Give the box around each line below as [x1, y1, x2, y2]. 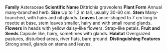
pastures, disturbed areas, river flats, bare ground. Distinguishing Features [5, 36, 161, 42]
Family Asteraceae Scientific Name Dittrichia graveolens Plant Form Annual [5, 4, 162, 10]
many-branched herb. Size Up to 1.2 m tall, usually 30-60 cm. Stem [5, 9, 145, 15]
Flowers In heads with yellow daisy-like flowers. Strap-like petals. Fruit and [5, 25, 161, 31]
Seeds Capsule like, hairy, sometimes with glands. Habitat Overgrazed [5, 31, 151, 36]
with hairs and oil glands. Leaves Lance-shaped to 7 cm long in [27, 15, 158, 20]
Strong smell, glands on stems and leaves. [5, 41, 92, 47]
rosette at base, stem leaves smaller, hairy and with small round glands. [5, 20, 152, 26]
